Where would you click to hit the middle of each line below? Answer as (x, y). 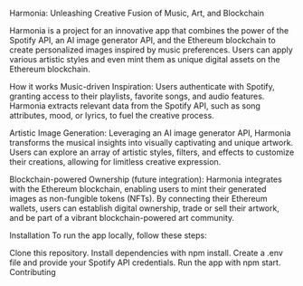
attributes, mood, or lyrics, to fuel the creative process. (112, 115)
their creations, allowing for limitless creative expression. (115, 162)
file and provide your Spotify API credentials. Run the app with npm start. (145, 262)
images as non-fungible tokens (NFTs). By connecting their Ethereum (138, 199)
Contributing (33, 272)
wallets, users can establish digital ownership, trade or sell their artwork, (145, 208)
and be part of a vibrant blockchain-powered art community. (122, 218)
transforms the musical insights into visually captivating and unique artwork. (151, 143)
